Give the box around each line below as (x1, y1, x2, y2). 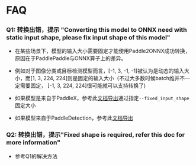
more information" (6, 138, 61, 147)
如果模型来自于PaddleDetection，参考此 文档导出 (14, 114, 133, 121)
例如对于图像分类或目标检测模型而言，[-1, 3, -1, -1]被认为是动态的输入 (14, 67, 185, 74)
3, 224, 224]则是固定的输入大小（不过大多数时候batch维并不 (37, 75, 185, 82)
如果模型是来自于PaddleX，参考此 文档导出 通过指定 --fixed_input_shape (14, 95, 189, 102)
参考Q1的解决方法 (14, 153, 58, 160)
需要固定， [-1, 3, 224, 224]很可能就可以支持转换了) (20, 82, 146, 89)
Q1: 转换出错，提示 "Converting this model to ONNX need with (6, 26, 188, 34)
